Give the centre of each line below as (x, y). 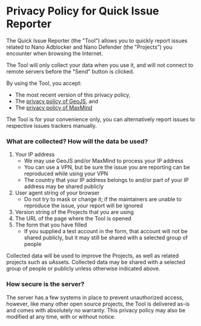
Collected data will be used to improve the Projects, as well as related (93, 256)
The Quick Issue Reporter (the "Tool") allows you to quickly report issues (97, 40)
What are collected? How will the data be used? (77, 141)
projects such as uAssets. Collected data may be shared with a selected (96, 262)
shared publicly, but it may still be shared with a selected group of (106, 238)
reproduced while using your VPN (66, 174)
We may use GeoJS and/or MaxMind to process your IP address (104, 161)
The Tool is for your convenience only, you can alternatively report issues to (101, 119)
